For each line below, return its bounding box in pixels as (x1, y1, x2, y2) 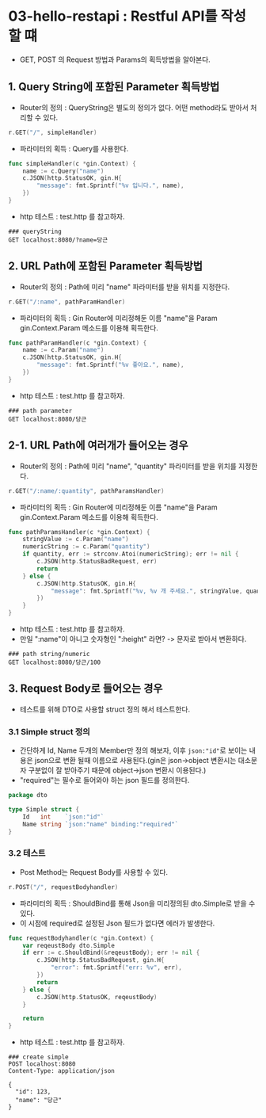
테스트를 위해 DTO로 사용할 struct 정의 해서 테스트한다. (19, 704, 191, 714)
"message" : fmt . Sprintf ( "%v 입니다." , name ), (36, 181, 184, 190)
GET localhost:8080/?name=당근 (8, 235, 108, 244)
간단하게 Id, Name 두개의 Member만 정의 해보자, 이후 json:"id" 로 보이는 (19, 746, 248, 755)
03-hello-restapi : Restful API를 (8, 7, 218, 25)
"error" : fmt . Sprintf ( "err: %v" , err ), (50, 963, 182, 971)
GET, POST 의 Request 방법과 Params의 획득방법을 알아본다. (19, 55, 211, 64)
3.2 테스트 (8, 848, 46, 859)
